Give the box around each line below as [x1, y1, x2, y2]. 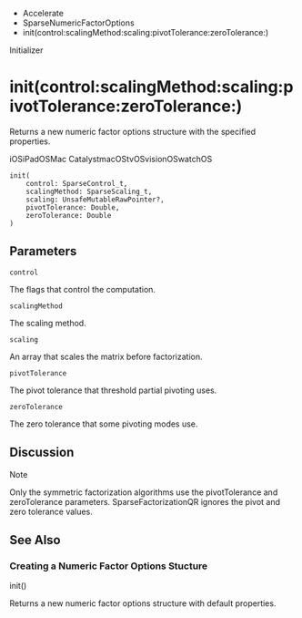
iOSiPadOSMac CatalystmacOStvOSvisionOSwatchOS [9, 153, 213, 164]
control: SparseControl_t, [25, 179, 128, 188]
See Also [9, 532, 61, 548]
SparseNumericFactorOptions [22, 17, 135, 28]
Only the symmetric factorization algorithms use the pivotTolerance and [9, 487, 278, 498]
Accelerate [22, 8, 64, 18]
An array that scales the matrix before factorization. [9, 351, 203, 362]
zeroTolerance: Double [25, 211, 112, 220]
